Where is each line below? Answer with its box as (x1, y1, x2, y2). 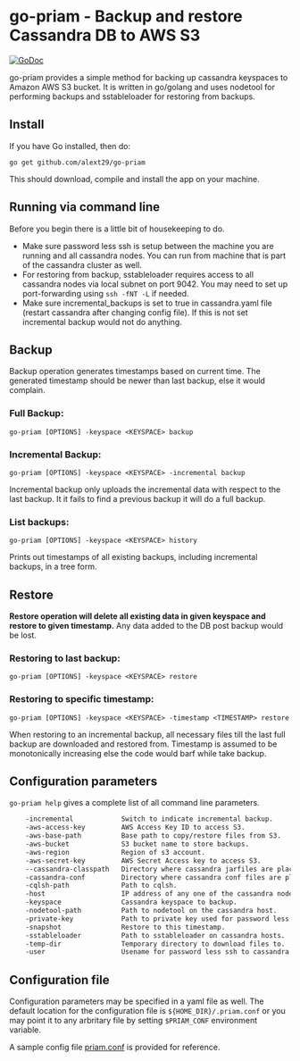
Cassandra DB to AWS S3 (9, 25, 201, 46)
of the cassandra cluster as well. (21, 259, 143, 270)
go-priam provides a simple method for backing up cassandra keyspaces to (9, 71, 288, 82)
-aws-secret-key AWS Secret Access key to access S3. (25, 856, 262, 865)
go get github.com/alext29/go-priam (9, 158, 146, 167)
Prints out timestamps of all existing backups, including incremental (9, 552, 258, 563)
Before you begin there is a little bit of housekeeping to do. (9, 223, 225, 234)
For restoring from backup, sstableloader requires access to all (21, 269, 254, 280)
